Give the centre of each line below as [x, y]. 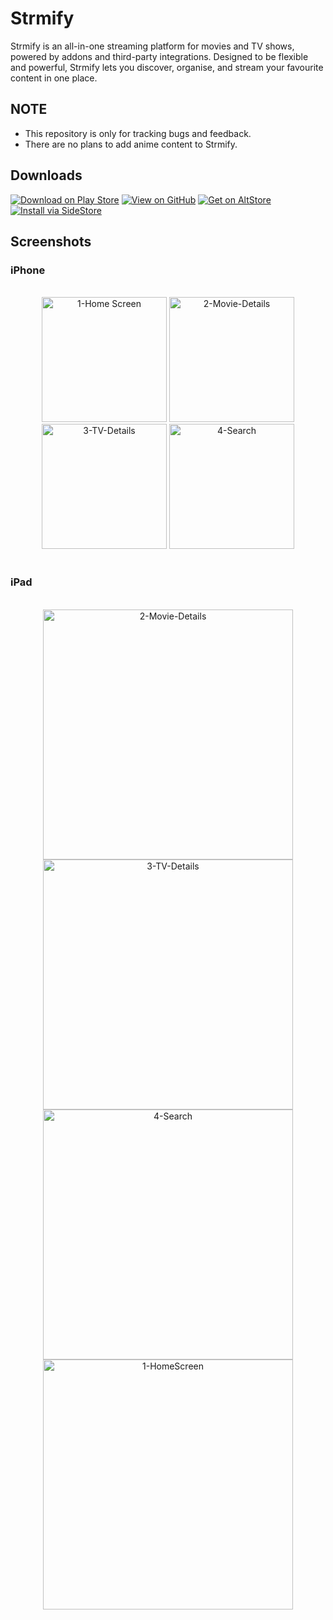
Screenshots [51, 241]
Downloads [46, 175]
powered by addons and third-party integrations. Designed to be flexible [159, 56]
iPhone [28, 270]
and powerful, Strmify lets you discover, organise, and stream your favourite [167, 67]
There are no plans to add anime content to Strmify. [131, 144]
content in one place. [54, 78]
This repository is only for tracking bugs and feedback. [138, 133]
